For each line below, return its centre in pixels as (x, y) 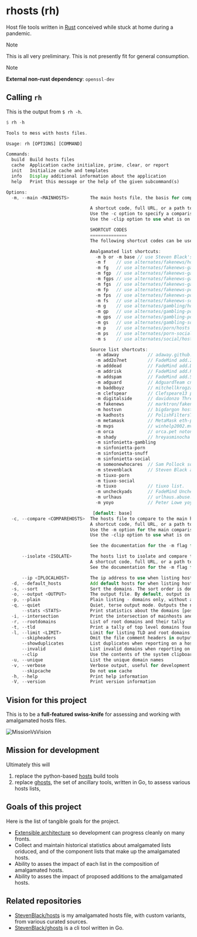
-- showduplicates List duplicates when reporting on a (102, 643)
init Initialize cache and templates (60, 171)
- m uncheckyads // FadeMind (136, 492)
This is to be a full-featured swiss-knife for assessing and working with (93, 714)
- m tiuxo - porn (113, 475)
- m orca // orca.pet (136, 431)
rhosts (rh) (33, 11)
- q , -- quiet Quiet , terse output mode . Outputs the (99, 605)
